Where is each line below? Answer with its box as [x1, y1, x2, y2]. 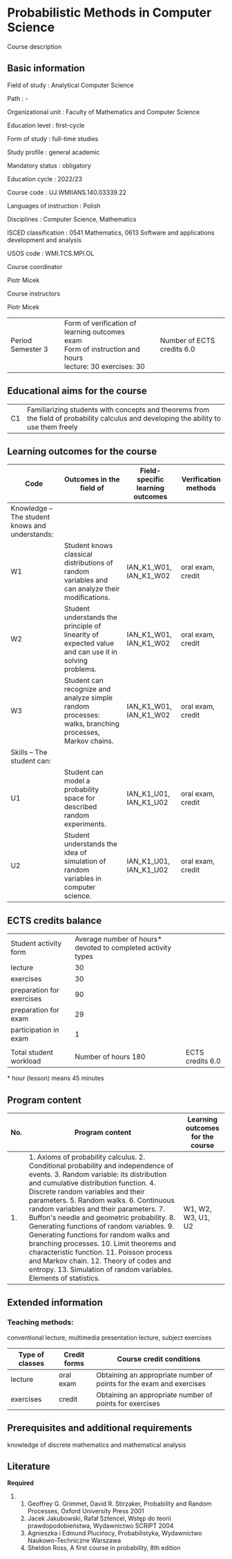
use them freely [27, 422, 78, 432]
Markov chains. [64, 736, 114, 746]
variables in [64, 874, 101, 884]
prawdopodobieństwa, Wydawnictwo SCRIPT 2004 [27, 1522, 174, 1530]
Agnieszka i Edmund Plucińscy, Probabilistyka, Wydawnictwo [27, 1529, 202, 1538]
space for [64, 794, 95, 803]
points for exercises [96, 1398, 160, 1408]
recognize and [64, 684, 111, 694]
